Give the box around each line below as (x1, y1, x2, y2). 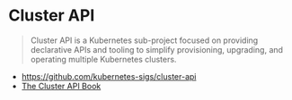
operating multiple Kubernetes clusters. (30, 54, 177, 64)
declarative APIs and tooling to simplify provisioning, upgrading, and (30, 44, 284, 54)
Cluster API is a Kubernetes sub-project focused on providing (30, 35, 259, 46)
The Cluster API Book (21, 80, 102, 91)
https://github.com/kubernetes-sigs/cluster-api (21, 71, 197, 81)
